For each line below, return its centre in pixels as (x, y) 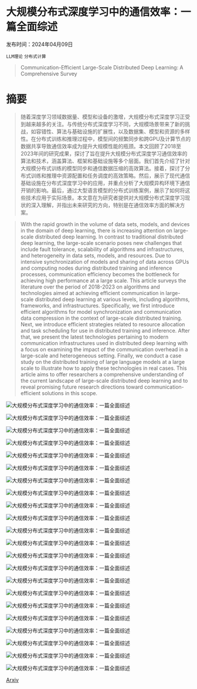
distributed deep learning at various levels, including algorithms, (112, 299)
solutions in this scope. (70, 393)
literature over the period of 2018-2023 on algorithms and (90, 287)
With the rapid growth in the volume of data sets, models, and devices (105, 224)
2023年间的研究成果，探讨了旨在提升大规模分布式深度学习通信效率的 (104, 153)
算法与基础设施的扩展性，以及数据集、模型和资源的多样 (123, 131)
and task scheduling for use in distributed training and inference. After (105, 330)
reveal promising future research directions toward (82, 387)
